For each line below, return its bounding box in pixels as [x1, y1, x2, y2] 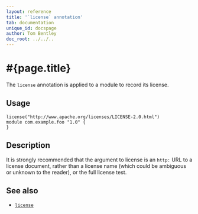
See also [6, 186, 38, 196]
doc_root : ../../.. [6, 36, 54, 42]
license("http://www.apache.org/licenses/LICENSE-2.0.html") [6, 114, 160, 120]
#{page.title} [6, 61, 71, 75]
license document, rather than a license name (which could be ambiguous [6, 162, 187, 169]
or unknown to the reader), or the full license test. [6, 168, 127, 176]
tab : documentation [6, 20, 54, 25]
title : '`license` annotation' [6, 14, 83, 20]
